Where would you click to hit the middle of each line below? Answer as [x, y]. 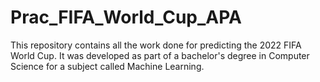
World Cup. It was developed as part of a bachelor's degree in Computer [160, 55]
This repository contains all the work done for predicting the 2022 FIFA [156, 45]
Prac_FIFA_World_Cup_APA [126, 17]
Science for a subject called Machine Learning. [107, 66]
